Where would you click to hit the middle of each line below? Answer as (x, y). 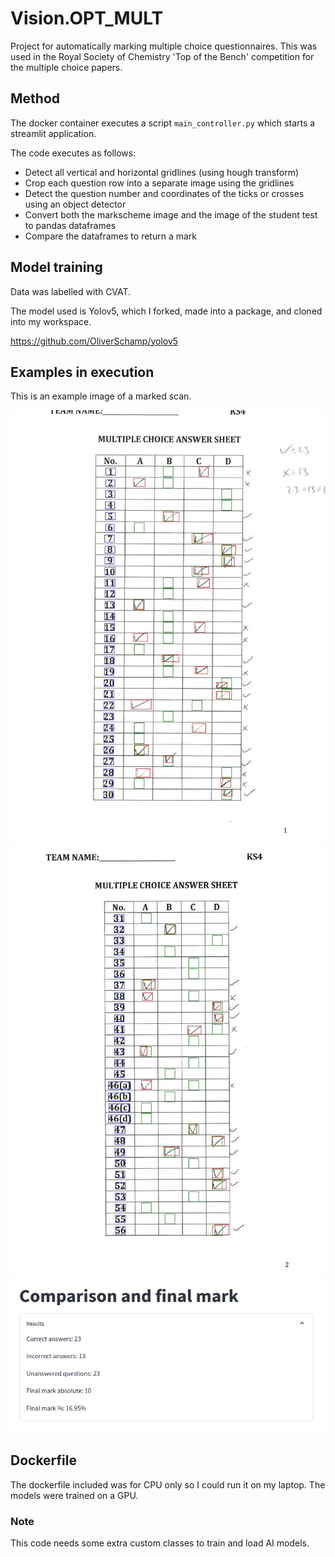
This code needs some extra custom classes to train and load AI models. (160, 1543)
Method (35, 98)
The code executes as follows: (73, 153)
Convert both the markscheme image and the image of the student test (171, 214)
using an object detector (75, 204)
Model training (56, 267)
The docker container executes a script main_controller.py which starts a (163, 123)
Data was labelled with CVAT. (71, 291)
